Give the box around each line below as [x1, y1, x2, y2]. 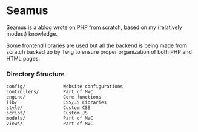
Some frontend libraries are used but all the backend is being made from [6, 42, 188, 49]
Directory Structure [6, 70, 65, 78]
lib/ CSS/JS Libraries [6, 99, 107, 106]
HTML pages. [6, 54, 41, 62]
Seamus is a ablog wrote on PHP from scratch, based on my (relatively [6, 24, 183, 31]
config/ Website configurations [6, 84, 123, 90]
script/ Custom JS [6, 110, 88, 116]
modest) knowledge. [6, 30, 58, 37]
